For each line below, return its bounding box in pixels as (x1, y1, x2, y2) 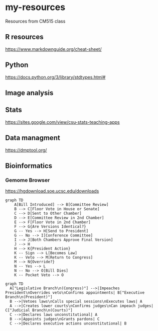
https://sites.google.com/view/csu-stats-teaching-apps (5, 119, 120, 125)
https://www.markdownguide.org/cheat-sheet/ (5, 46, 102, 52)
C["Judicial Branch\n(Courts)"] (5, 308, 73, 313)
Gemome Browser (5, 177, 50, 184)
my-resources (5, 2, 66, 13)
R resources (5, 33, 44, 41)
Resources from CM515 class (5, 18, 66, 24)
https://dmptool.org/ (5, 147, 47, 153)
